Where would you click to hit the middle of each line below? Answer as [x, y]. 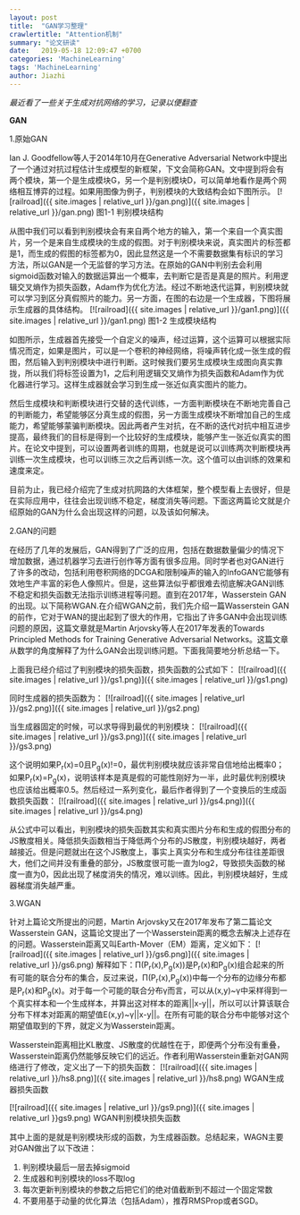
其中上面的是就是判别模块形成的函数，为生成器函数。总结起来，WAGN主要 [146, 1136]
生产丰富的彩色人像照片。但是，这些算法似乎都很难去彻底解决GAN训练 [154, 583]
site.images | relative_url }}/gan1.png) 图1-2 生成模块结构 [113, 320]
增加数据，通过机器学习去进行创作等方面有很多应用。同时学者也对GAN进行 [147, 561]
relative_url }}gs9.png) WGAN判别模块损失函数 [95, 1117]
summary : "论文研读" [45, 42]
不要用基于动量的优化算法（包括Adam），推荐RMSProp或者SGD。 [142, 1201]
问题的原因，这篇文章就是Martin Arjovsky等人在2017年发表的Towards [137, 628]
